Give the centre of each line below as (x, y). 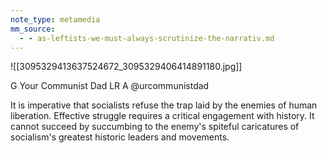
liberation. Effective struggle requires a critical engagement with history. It (162, 116)
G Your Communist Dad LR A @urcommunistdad (110, 86)
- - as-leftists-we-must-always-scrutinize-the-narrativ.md (147, 38)
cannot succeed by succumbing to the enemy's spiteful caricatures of (155, 127)
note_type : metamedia (55, 19)
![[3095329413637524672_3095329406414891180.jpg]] (126, 67)
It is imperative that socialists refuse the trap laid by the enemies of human (164, 105)
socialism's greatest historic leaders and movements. (120, 137)
